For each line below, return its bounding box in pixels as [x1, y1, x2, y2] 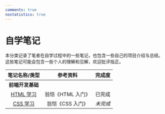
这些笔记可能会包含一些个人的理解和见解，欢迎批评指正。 [5, 58, 123, 65]
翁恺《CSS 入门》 [46, 100, 88, 107]
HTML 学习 [10, 91, 37, 98]
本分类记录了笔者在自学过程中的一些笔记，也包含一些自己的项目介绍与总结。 [5, 52, 163, 58]
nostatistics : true [5, 12, 46, 17]
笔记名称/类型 [7, 72, 40, 79]
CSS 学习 [12, 100, 35, 107]
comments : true [5, 7, 37, 12]
